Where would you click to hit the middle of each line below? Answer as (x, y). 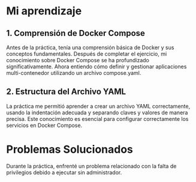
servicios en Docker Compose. (44, 125)
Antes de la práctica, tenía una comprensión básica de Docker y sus (90, 47)
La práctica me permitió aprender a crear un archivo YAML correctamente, (98, 106)
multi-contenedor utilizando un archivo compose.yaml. (74, 73)
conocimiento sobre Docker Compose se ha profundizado (78, 60)
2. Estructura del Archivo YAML (66, 92)
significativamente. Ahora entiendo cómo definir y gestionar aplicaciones (97, 66)
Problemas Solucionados (70, 149)
